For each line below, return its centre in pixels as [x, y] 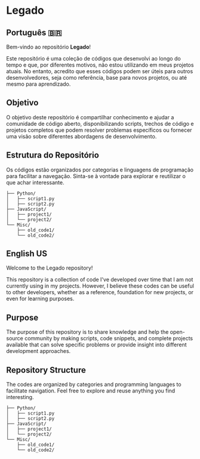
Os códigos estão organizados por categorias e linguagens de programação [100, 170]
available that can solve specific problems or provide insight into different [96, 345]
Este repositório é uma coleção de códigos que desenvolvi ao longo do [93, 58]
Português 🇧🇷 [34, 33]
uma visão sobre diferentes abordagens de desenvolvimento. [81, 136]
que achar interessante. [35, 182]
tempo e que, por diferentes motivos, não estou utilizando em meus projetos [100, 65]
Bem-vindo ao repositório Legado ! [49, 47]
